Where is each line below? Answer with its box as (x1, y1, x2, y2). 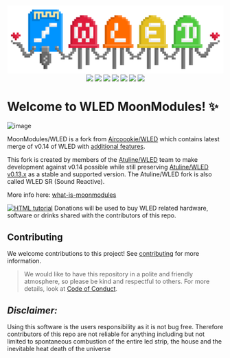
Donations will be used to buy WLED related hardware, (54, 204, 209, 213)
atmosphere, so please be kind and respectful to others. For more (23, 277, 210, 286)
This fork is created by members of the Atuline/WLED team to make (7, 156, 198, 164)
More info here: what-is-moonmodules (7, 191, 117, 199)
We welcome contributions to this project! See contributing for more (7, 250, 200, 258)
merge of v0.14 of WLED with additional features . (7, 143, 146, 151)
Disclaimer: (7, 305, 58, 316)
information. (7, 256, 42, 265)
